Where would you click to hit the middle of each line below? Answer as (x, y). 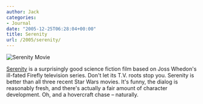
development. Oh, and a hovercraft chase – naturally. (72, 95)
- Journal (19, 23)
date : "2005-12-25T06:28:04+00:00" (51, 29)
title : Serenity (27, 34)
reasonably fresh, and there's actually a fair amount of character (87, 88)
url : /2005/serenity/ (34, 40)
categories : (21, 18)
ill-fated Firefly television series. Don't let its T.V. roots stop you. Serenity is (100, 75)
